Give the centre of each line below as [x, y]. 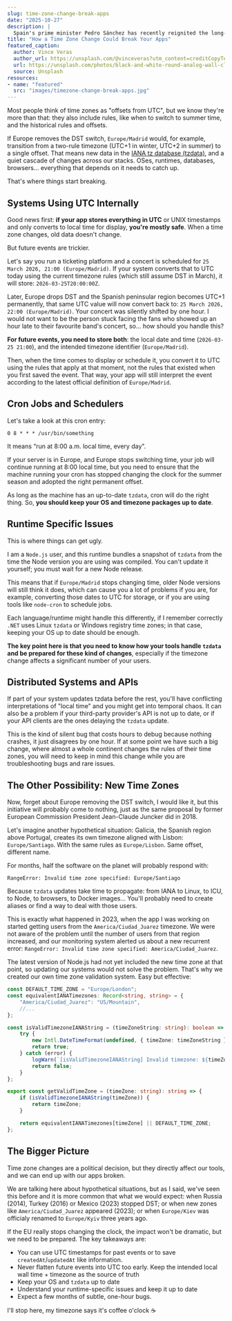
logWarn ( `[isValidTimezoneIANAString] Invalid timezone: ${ [120, 1060]
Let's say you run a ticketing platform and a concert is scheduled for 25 [108, 261]
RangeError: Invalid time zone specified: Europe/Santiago [94, 878]
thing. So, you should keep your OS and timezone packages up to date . [110, 502]
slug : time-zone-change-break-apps [58, 13]
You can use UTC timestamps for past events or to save [96, 1252]
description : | [29, 26]
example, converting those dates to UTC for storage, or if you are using [108, 597]
